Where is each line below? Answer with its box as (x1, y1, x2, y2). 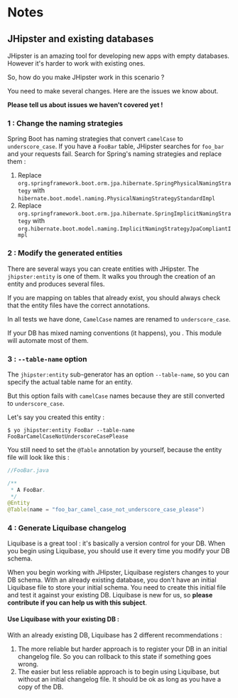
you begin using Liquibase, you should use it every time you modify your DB (7, 547, 230, 555)
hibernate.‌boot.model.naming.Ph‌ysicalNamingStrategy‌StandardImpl (17, 195, 215, 202)
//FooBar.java (7, 466, 50, 474)
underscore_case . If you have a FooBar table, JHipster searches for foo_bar (7, 142, 225, 150)
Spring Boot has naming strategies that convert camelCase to (7, 135, 183, 143)
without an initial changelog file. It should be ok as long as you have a (17, 674, 222, 683)
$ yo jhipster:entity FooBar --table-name (7, 426, 135, 433)
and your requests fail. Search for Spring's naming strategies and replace (7, 150, 222, 158)
